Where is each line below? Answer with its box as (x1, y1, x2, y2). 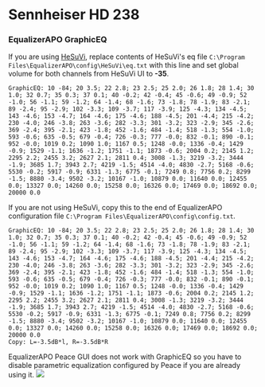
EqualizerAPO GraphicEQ (8, 34, 107, 45)
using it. (8, 370, 34, 380)
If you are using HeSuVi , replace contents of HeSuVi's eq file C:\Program (8, 52, 245, 61)
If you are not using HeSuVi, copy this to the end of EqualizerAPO (8, 203, 223, 213)
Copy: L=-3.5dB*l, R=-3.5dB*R (8, 338, 109, 346)
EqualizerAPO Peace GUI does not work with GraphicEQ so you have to (8, 352, 242, 362)
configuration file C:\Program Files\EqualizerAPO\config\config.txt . (8, 211, 236, 221)
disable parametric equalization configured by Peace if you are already (8, 361, 241, 370)
